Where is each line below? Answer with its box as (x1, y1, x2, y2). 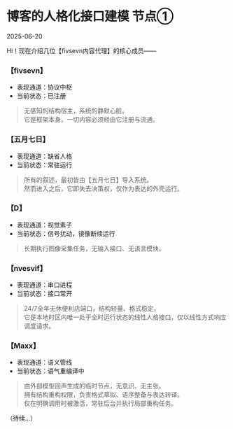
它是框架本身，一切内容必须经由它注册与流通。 (23, 115, 159, 124)
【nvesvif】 (6, 263, 47, 273)
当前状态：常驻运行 (16, 160, 73, 169)
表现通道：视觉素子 (16, 220, 73, 229)
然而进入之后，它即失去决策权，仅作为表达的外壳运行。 (23, 184, 183, 192)
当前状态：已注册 (16, 92, 66, 100)
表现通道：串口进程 (16, 281, 73, 289)
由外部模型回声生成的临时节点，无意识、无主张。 (23, 381, 165, 391)
